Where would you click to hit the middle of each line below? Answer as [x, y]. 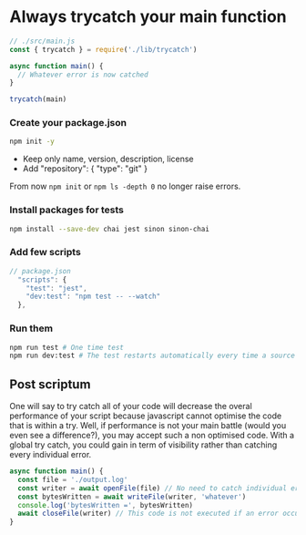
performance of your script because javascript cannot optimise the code [146, 416]
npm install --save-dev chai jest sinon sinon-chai [109, 229]
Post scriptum [50, 384]
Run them [31, 328]
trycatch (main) [38, 99]
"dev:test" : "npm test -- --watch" [93, 297]
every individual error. [51, 455]
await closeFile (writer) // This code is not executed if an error [148, 514]
